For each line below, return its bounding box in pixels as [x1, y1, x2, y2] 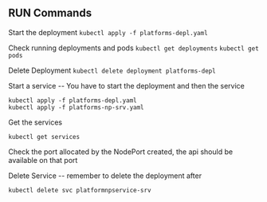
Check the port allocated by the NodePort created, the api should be [8, 147, 234, 156]
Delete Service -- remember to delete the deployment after [8, 171, 202, 180]
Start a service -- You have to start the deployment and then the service [8, 81, 245, 90]
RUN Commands [8, 6, 92, 20]
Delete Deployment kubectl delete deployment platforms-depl [8, 65, 217, 75]
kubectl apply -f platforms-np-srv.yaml [8, 103, 145, 111]
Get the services [8, 117, 62, 127]
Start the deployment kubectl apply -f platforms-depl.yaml [8, 27, 209, 37]
